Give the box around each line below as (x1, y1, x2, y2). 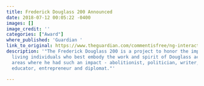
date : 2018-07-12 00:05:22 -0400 (6, 15, 91, 21)
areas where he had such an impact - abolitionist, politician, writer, (12, 59, 200, 65)
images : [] (6, 20, 34, 26)
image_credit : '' (6, 25, 50, 32)
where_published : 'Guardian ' (6, 37, 83, 43)
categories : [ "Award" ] (6, 31, 64, 38)
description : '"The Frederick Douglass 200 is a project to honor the (6, 48, 189, 55)
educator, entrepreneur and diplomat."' (12, 65, 115, 71)
